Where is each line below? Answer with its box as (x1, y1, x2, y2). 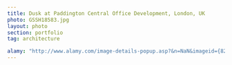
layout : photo (7, 23, 48, 29)
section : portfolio (7, 29, 64, 36)
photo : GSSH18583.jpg (7, 16, 70, 23)
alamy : (7, 48, 26, 55)
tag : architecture (7, 36, 60, 42)
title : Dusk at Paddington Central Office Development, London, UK (7, 10, 206, 17)
